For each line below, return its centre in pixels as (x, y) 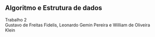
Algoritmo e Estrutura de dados (54, 8)
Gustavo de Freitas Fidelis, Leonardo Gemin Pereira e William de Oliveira (77, 25)
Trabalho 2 (16, 19)
